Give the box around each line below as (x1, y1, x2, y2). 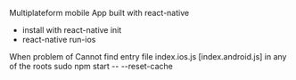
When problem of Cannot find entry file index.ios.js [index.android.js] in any (9, 52, 287, 61)
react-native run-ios (21, 35, 96, 44)
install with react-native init (21, 25, 122, 35)
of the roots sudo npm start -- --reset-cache (9, 61, 174, 71)
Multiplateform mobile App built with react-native (9, 8, 190, 18)
